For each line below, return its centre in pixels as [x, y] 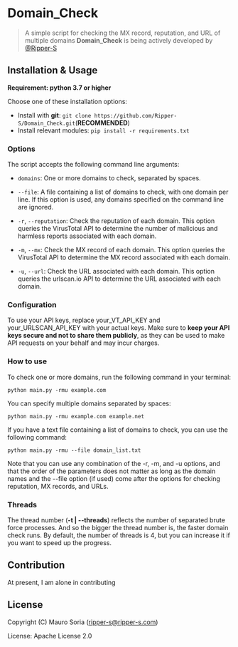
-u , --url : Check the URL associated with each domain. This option [116, 271]
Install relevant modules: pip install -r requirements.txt [103, 130]
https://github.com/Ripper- [136, 115]
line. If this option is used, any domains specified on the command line [120, 200]
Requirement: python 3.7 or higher [59, 88]
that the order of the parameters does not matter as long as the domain [112, 471]
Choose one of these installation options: [67, 101]
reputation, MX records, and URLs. [58, 486]
